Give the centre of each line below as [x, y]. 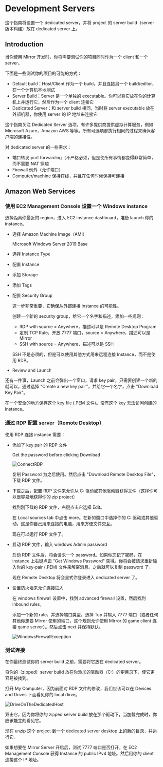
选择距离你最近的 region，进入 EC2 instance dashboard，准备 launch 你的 [79, 218]
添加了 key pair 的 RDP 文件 [39, 445]
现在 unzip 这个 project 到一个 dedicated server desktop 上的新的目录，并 [79, 731]
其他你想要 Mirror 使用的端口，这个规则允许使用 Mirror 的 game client [82, 621]
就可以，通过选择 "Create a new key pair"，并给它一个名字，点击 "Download [82, 387]
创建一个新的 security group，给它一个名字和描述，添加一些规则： [78, 316]
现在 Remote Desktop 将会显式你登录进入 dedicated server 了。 [76, 577]
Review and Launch [32, 370]
